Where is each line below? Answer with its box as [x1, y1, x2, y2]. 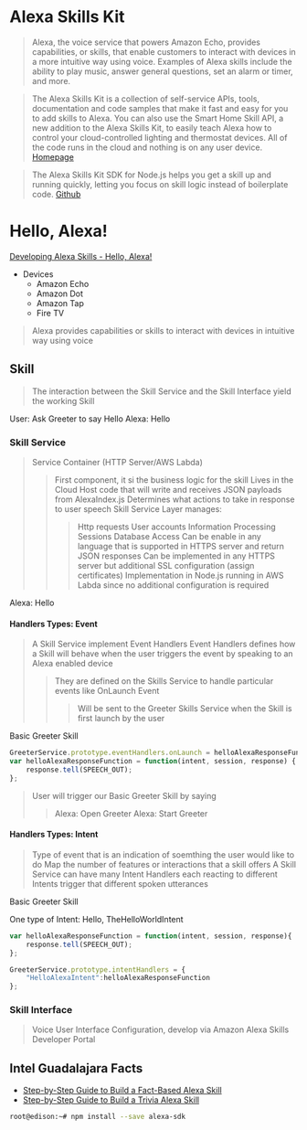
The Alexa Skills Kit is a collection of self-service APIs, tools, [31, 93, 260, 104]
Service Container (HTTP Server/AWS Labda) [31, 456, 204, 467]
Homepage [31, 151, 75, 162]
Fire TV [36, 307, 65, 318]
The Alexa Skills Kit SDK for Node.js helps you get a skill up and [31, 169, 272, 180]
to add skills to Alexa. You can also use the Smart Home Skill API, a [31, 112, 284, 123]
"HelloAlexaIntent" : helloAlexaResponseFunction [26, 974, 210, 983]
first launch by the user [77, 713, 165, 724]
